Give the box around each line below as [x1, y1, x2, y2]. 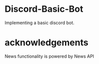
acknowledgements [4, 37, 89, 48]
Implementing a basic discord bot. [4, 20, 75, 26]
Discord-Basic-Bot [4, 3, 84, 15]
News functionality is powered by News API [4, 53, 95, 59]
